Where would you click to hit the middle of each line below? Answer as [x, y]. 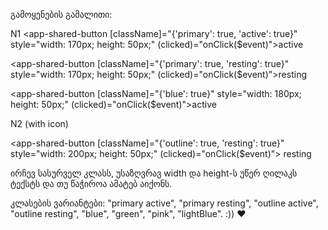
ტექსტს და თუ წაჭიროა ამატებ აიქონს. [91, 183]
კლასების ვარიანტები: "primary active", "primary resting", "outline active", [164, 203]
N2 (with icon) [39, 123]
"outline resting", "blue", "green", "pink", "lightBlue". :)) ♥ [128, 213]
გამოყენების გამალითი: [61, 14]
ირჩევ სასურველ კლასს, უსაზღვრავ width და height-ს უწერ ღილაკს [154, 173]
